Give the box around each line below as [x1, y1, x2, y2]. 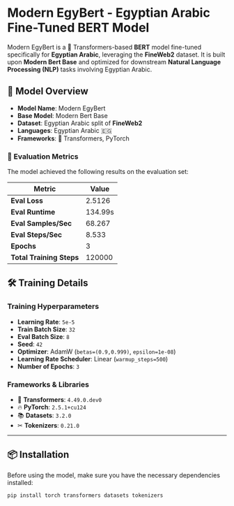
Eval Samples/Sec [10, 219, 72, 229]
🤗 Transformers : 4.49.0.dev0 [17, 396, 102, 404]
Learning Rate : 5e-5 [17, 317, 75, 326]
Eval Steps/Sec [10, 230, 63, 240]
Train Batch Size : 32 [17, 325, 75, 333]
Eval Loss [10, 196, 43, 205]
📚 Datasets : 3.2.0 [17, 411, 72, 420]
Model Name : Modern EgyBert [17, 103, 106, 113]
